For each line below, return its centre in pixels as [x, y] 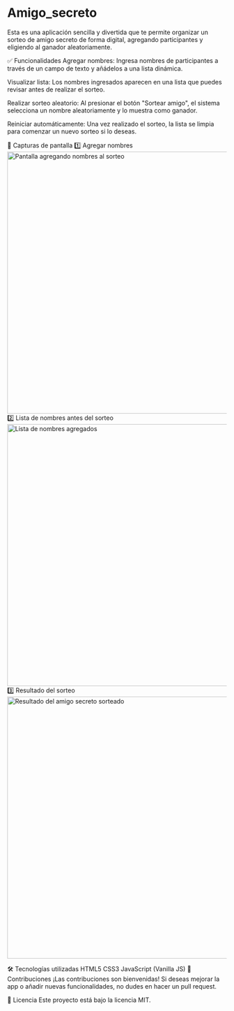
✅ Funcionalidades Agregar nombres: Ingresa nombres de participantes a [113, 60]
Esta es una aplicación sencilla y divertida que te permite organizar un [108, 32]
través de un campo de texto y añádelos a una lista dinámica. [95, 68]
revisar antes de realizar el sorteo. [56, 89]
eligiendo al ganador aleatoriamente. [60, 47]
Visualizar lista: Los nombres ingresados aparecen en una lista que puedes [115, 82]
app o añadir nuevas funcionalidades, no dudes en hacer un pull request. [112, 986]
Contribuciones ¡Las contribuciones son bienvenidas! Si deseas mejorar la [114, 979]
